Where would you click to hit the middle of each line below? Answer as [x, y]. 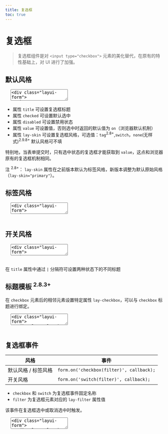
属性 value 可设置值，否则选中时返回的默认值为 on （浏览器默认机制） [84, 128]
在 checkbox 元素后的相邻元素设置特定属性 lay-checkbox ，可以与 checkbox [81, 300]
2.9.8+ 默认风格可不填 [40, 140]
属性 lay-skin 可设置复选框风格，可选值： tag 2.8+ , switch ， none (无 [80, 134]
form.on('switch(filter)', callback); [104, 380]
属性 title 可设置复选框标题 [41, 109]
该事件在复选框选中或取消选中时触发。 [45, 410]
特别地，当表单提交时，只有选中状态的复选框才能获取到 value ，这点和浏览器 [84, 152]
